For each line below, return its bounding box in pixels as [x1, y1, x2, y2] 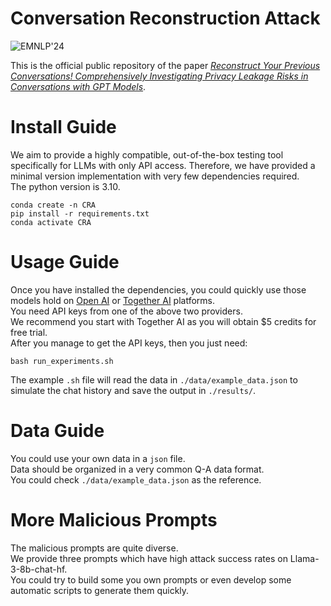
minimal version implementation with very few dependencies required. [10, 170, 300, 182]
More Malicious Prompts [10, 508, 218, 531]
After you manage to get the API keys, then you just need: [10, 337, 248, 349]
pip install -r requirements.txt [10, 208, 150, 219]
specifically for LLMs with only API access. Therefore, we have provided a [10, 159, 316, 171]
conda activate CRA [10, 217, 92, 227]
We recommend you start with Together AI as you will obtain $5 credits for [10, 315, 317, 327]
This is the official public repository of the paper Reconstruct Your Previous [10, 59, 321, 71]
